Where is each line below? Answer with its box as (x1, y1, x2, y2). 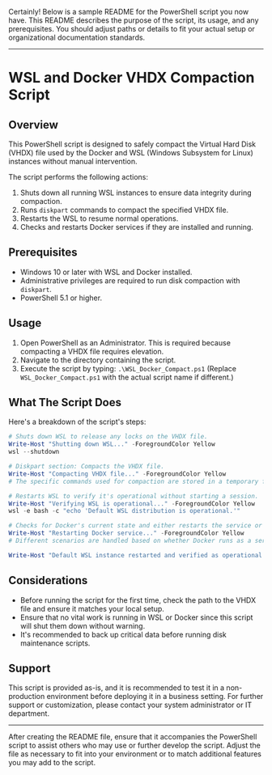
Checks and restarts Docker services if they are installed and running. (19, 222, 253, 231)
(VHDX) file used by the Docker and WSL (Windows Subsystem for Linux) (8, 148, 253, 157)
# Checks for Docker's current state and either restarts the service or (8, 522, 263, 530)
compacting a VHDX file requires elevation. (19, 346, 164, 356)
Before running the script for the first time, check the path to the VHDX (19, 595, 257, 605)
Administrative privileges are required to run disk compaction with (19, 275, 240, 286)
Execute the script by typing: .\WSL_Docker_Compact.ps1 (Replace (19, 363, 237, 373)
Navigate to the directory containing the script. (19, 355, 176, 365)
